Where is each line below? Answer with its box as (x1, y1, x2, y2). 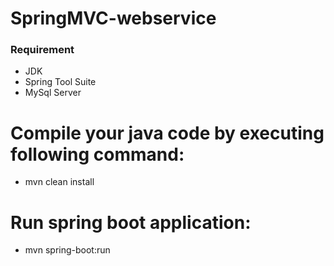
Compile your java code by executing (10, 122, 325, 144)
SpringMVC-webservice (10, 7, 217, 30)
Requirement (10, 43, 75, 57)
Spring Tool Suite (24, 76, 97, 88)
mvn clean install (24, 176, 95, 188)
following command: (10, 143, 185, 166)
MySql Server (24, 87, 82, 99)
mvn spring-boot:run (24, 244, 111, 256)
